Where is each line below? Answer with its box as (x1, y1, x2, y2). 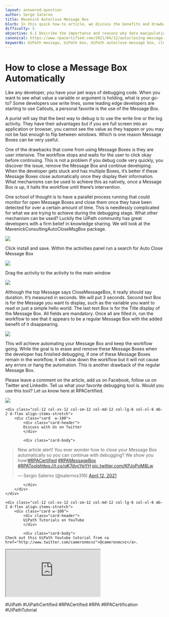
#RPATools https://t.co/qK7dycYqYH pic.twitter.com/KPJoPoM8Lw (17, 463, 153, 469)
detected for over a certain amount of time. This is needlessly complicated (5, 204, 159, 210)
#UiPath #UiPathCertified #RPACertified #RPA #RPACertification (5, 601, 138, 607)
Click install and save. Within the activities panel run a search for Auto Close (5, 245, 163, 251)
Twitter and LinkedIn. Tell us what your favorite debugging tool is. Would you (5, 382, 164, 388)
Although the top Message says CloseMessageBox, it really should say (5, 289, 152, 295)
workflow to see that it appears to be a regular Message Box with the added (5, 316, 162, 322)
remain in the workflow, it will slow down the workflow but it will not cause (5, 356, 159, 362)
